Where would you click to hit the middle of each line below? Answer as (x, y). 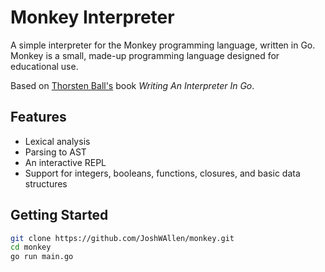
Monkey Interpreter (92, 17)
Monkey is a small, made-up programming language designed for (145, 55)
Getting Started (59, 215)
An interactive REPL (65, 162)
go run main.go (42, 257)
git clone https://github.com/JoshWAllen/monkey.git (122, 238)
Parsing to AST (55, 152)
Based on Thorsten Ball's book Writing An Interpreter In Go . (132, 85)
